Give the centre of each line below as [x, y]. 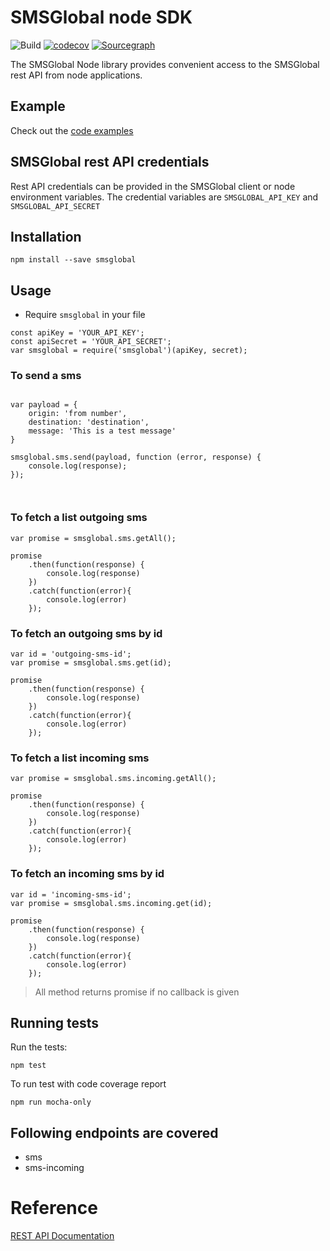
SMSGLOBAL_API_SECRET [55, 206]
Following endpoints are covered [114, 1132]
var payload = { [44, 405]
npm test [28, 1066]
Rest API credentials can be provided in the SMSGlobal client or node [153, 186]
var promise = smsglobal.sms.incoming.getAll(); [113, 779]
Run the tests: [39, 1047]
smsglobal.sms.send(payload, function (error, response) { [136, 457]
